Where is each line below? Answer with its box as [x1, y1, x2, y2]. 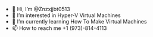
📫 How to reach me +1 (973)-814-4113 [11, 25, 107, 32]
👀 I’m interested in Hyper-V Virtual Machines [11, 12, 121, 19]
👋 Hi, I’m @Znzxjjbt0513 [11, 6, 70, 12]
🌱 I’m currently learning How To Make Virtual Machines [11, 18, 147, 25]
